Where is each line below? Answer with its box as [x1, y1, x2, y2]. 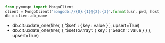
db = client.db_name [5, 14, 48, 18]
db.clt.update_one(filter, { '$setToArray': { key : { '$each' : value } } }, [12, 27, 152, 33]
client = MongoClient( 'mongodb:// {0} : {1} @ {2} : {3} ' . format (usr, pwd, [5, 9, 148, 14]
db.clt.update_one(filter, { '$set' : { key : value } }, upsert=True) [12, 22, 140, 28]
